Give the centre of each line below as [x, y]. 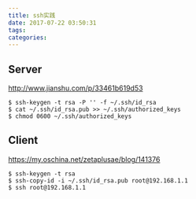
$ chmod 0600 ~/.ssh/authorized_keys [70, 116]
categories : [28, 37]
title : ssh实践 [32, 15]
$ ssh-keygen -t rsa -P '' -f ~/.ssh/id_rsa [82, 103]
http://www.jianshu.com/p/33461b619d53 [76, 88]
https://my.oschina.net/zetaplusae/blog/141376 [84, 159]
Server [25, 69]
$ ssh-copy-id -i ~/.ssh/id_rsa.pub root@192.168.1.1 [98, 181]
